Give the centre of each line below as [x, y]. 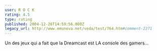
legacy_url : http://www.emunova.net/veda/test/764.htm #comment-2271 [78, 29]
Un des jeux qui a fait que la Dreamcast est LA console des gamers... [77, 43]
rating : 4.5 [17, 15]
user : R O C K [20, 10]
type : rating [18, 19]
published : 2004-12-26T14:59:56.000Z [45, 24]
